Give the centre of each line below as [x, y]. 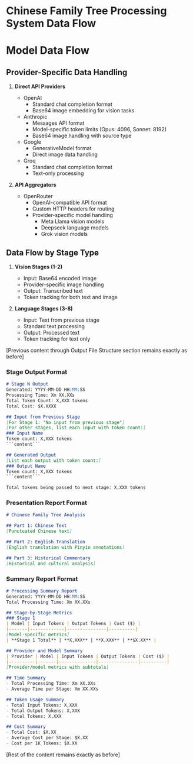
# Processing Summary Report [42, 591]
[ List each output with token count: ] [54, 460]
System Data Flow [51, 23]
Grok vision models [64, 234]
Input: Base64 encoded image [60, 278]
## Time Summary [26, 678]
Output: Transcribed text [53, 291]
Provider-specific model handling [73, 215]
